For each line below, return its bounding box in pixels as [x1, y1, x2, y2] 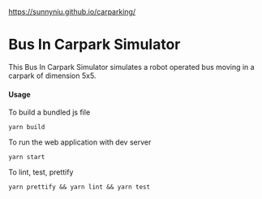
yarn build [8, 123, 45, 132]
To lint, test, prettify [8, 167, 74, 177]
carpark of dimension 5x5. [8, 71, 97, 80]
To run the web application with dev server [8, 137, 152, 147]
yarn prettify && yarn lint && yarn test [8, 183, 151, 192]
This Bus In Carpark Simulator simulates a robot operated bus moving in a [8, 62, 255, 71]
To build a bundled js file [8, 107, 91, 117]
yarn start [8, 154, 45, 162]
